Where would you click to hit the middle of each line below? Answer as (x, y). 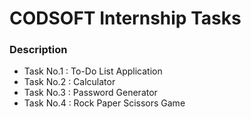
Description (38, 50)
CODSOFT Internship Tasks (125, 18)
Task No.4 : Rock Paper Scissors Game (104, 103)
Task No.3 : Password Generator (90, 93)
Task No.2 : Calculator (69, 82)
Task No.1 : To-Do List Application (93, 71)
